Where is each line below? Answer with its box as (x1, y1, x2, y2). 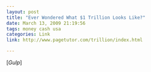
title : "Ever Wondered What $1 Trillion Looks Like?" (6, 15, 146, 21)
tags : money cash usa (6, 25, 61, 32)
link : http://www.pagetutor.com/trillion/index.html (6, 37, 143, 43)
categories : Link (6, 31, 51, 38)
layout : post (6, 8, 40, 15)
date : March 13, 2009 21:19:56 (6, 20, 86, 26)
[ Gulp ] (6, 59, 23, 66)
